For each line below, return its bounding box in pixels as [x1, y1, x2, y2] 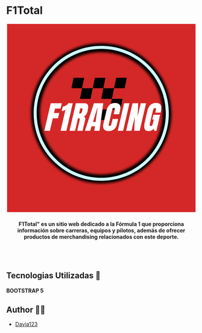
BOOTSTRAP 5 [6, 287, 44, 294]
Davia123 [14, 320, 38, 328]
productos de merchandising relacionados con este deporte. [24, 233, 179, 240]
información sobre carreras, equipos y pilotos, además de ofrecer [17, 226, 186, 234]
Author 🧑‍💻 [6, 305, 46, 315]
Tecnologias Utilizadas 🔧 [6, 270, 101, 281]
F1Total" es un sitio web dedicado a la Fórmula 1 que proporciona [18, 220, 185, 228]
